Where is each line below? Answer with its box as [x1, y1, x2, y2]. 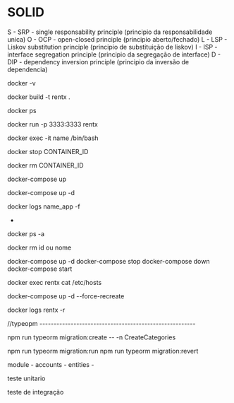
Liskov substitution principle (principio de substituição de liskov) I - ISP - [7, 42, 218, 51]
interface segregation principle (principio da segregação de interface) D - [7, 50, 221, 59]
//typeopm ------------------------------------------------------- [7, 319, 196, 327]
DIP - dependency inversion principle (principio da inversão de [7, 57, 189, 66]
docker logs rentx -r [7, 305, 66, 314]
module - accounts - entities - [7, 360, 94, 368]
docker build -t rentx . [7, 93, 70, 101]
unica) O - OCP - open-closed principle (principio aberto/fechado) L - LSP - [7, 35, 228, 43]
